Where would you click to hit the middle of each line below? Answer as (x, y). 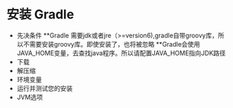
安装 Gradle (40, 14)
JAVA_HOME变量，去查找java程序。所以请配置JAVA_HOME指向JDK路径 (121, 53)
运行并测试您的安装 (45, 88)
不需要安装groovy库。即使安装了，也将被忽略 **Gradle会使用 (112, 44)
